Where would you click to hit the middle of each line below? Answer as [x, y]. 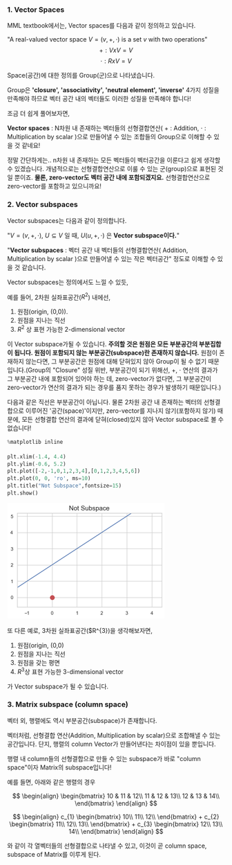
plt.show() [23, 493]
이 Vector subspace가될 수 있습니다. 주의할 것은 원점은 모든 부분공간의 [103, 344]
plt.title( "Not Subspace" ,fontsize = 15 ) [65, 486]
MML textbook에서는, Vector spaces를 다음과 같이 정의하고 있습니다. [101, 26]
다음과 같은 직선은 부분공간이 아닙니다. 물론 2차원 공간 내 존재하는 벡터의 [105, 402]
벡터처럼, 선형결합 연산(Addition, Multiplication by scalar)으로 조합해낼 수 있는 [114, 735]
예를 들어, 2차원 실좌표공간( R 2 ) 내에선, [59, 296]
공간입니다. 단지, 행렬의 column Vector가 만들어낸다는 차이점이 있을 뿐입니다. [112, 744]
